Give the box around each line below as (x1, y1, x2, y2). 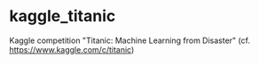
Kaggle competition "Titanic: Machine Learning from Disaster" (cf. (9, 35, 251, 46)
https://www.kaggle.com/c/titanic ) (9, 44, 135, 54)
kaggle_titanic (9, 6, 116, 26)
